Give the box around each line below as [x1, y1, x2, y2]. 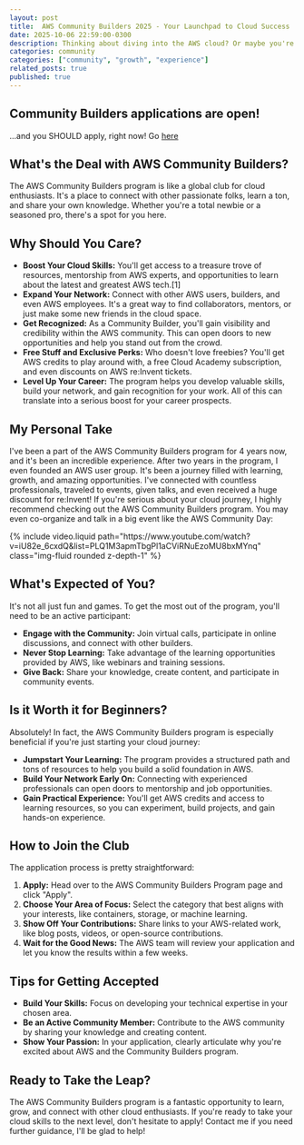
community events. [22, 676, 95, 687]
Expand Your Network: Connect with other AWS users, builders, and [22, 289, 280, 300]
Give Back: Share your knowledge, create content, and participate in [22, 666, 279, 677]
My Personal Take [9, 422, 113, 437]
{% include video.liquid [9, 531, 96, 542]
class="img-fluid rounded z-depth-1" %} [9, 551, 162, 561]
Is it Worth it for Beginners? [9, 702, 168, 718]
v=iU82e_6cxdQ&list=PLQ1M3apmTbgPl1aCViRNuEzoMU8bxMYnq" [9, 541, 261, 551]
